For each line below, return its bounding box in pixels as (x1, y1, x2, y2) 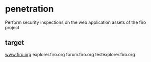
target (5, 39, 25, 47)
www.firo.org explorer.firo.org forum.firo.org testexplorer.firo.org (5, 51, 135, 57)
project (5, 24, 20, 30)
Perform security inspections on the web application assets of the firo (5, 19, 146, 25)
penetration (5, 3, 54, 15)
